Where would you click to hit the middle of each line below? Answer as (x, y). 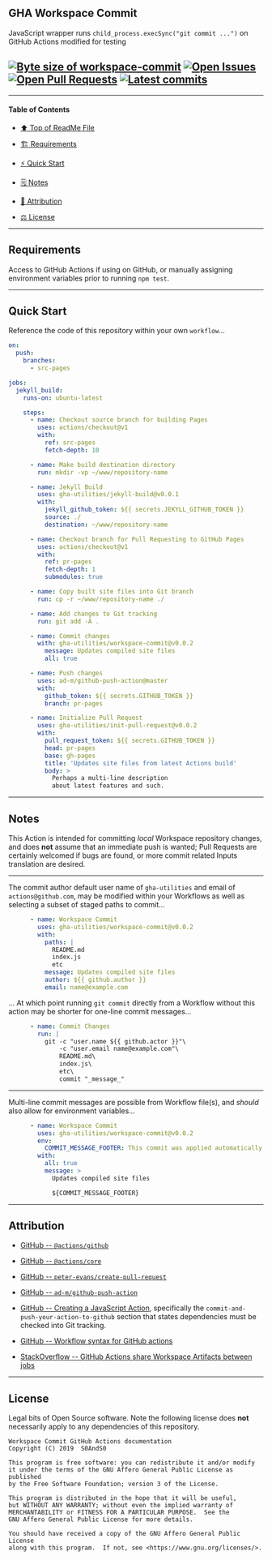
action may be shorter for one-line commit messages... (100, 1011)
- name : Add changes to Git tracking (93, 614)
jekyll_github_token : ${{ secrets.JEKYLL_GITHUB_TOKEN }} (144, 510)
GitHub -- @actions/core (61, 1261)
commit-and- (226, 1309)
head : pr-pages (70, 748)
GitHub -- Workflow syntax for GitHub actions (96, 1341)
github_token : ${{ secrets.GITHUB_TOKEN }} (119, 696)
